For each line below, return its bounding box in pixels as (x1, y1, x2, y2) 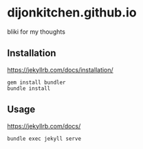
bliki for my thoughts (7, 27, 65, 36)
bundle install (7, 84, 51, 92)
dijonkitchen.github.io (7, 5, 137, 21)
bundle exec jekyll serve (7, 135, 81, 142)
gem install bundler (7, 79, 67, 86)
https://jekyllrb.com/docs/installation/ (7, 65, 113, 73)
